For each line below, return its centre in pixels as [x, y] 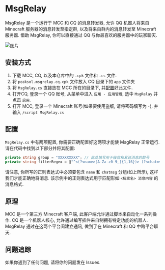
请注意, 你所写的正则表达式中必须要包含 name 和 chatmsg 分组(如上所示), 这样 [82, 172]
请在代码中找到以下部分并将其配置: [40, 148]
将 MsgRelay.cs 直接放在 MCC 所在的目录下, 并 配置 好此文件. [72, 88]
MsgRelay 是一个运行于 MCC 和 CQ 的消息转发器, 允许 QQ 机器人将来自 [77, 23]
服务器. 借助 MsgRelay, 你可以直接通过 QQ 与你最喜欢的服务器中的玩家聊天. [81, 35]
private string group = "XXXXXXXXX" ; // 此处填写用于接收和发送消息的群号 [77, 157]
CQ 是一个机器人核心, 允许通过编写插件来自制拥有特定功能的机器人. [80, 220]
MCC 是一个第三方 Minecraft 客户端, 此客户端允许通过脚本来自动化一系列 [79, 214]
